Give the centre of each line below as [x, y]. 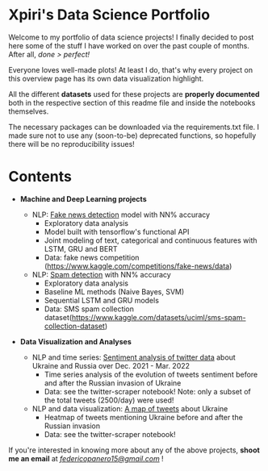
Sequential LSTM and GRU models [102, 300]
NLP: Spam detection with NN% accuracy [101, 274]
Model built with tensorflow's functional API [117, 231]
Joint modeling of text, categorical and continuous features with [151, 240]
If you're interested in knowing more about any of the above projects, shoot [134, 450]
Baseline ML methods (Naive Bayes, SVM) [114, 291]
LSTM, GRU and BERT [81, 248]
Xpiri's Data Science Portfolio [109, 15]
